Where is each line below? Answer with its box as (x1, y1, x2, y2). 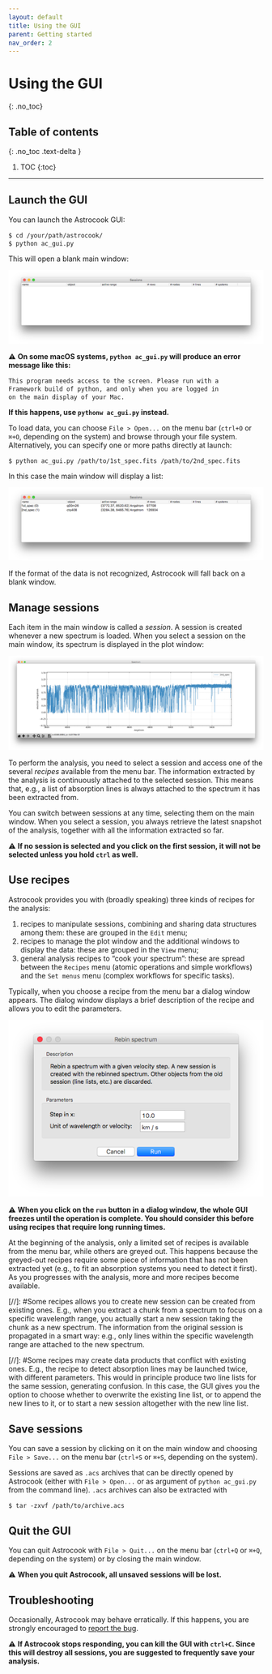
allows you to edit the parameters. (8, 1004, 122, 1013)
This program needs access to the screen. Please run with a (8, 377, 219, 385)
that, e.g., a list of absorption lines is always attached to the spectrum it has (8, 784, 261, 794)
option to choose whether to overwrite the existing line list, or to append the (8, 1390, 261, 1400)
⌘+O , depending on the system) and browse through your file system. (8, 431, 237, 441)
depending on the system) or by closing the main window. (8, 1554, 202, 1564)
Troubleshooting (8, 1593, 95, 1607)
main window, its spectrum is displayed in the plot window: (8, 640, 205, 649)
